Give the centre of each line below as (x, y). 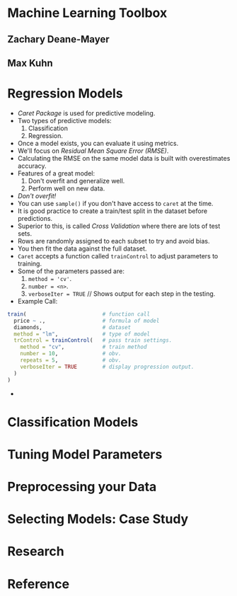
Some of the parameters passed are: (71, 271)
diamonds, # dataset (73, 327)
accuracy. (32, 166)
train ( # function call (79, 314)
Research (36, 552)
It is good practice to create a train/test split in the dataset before (112, 211)
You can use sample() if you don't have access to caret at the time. (115, 203)
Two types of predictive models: (64, 120)
